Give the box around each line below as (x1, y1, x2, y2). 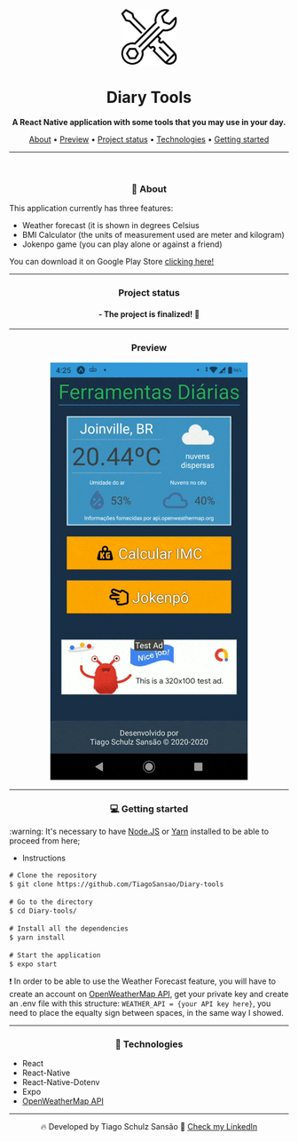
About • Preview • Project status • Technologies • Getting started (28, 133, 270, 145)
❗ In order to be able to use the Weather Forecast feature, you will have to (9, 976, 277, 986)
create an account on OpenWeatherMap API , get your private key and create (9, 989, 289, 1000)
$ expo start (9, 960, 58, 969)
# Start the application (9, 951, 101, 960)
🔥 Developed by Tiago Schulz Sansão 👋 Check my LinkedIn (40, 1121, 258, 1132)
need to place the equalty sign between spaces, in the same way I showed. (9, 1008, 284, 1018)
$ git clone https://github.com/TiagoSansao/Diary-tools (9, 880, 224, 889)
